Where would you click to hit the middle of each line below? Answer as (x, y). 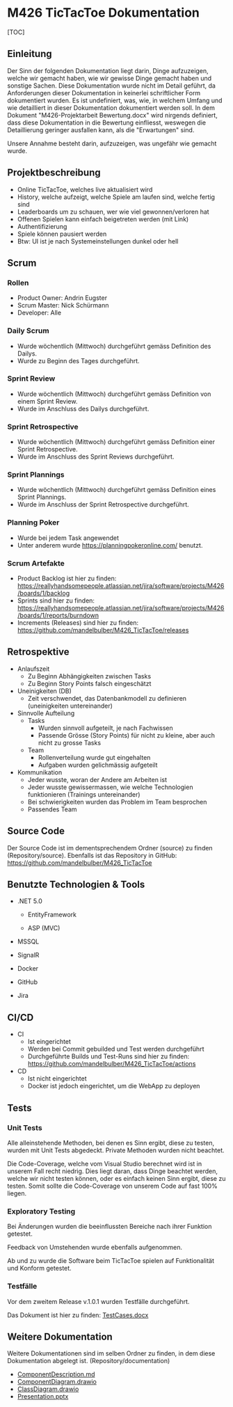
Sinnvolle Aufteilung (46, 713)
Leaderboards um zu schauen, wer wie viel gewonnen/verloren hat (113, 212)
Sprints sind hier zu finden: (56, 601)
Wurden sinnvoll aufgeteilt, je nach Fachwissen (106, 728)
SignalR (28, 955)
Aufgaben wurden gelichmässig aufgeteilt (98, 765)
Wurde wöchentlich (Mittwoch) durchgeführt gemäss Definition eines (116, 490)
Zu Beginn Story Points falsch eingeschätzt (89, 683)
